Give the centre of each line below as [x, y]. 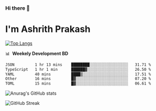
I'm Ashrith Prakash [48, 29]
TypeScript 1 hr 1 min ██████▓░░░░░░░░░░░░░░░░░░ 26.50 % [78, 69]
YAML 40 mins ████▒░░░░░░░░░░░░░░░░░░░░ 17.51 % [78, 74]
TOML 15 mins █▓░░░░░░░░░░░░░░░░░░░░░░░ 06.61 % [78, 84]
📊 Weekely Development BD [37, 53]
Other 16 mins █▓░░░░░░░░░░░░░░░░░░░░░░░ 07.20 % [78, 79]
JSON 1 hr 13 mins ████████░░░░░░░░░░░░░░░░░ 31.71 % [78, 65]
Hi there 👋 [18, 8]
